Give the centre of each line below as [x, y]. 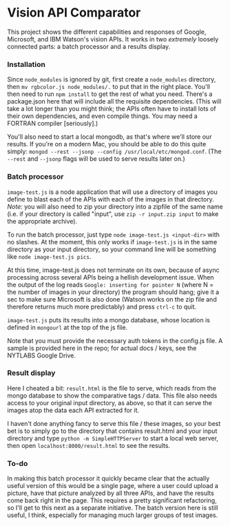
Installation [27, 64]
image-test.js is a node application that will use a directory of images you [113, 192]
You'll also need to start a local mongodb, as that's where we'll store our [109, 137]
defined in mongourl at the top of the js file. [67, 327]
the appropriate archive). [42, 221]
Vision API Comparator [74, 13]
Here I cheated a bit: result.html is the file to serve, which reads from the [112, 388]
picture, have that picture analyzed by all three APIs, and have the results [111, 493]
